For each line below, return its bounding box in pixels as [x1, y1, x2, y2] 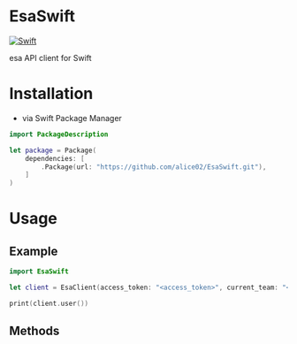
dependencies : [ [25, 154, 86, 163]
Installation [9, 84, 94, 103]
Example [9, 243, 58, 258]
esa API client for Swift [9, 52, 92, 63]
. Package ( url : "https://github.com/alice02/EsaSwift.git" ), [41, 162, 267, 172]
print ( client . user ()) [9, 299, 89, 308]
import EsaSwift [9, 267, 69, 276]
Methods [9, 324, 60, 339]
